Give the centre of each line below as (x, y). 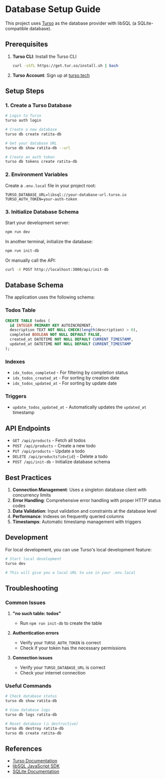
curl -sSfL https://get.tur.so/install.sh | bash (65, 66)
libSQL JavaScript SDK (36, 766)
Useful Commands (28, 686)
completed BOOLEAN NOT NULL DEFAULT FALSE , (56, 335)
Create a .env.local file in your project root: (51, 185)
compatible (17, 28)
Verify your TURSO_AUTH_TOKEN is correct (60, 643)
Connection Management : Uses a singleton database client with (79, 490)
